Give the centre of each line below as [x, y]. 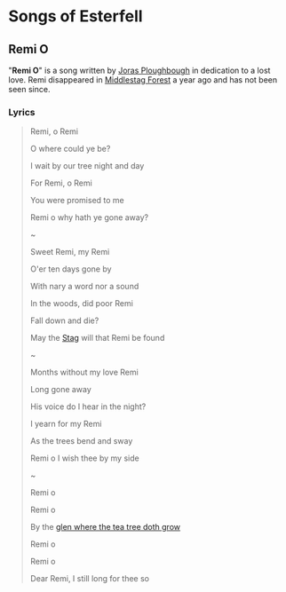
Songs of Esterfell [75, 16]
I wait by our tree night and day [87, 166]
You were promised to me [77, 201]
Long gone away [61, 390]
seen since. [29, 89]
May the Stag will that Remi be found [97, 338]
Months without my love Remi [84, 372]
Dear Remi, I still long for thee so [90, 579]
